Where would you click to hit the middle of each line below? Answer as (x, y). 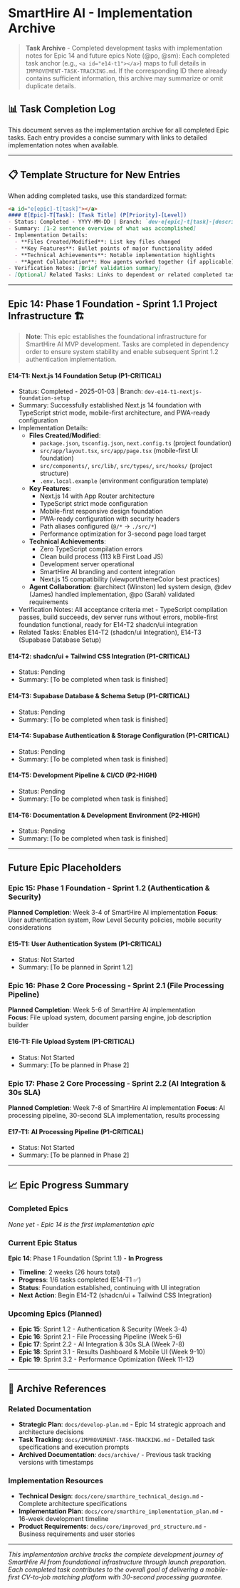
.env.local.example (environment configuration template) (124, 481)
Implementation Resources (56, 1481)
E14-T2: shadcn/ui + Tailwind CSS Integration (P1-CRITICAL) (99, 656)
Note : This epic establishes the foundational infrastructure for (116, 337)
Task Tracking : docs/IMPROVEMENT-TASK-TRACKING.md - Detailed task (116, 1440)
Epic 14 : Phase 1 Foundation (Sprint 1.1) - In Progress (85, 1258)
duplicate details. (51, 85)
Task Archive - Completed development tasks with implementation (124, 48)
